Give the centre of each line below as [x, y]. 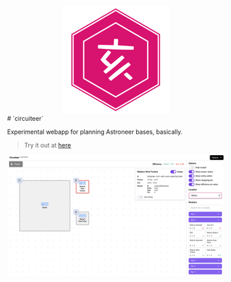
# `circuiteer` [25, 118]
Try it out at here [47, 145]
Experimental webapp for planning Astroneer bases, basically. [95, 132]
